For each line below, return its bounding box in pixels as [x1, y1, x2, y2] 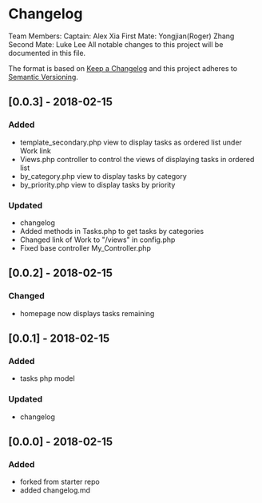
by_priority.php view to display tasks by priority [19, 180, 176, 189]
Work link [19, 145, 52, 156]
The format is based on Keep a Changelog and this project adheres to [8, 63, 238, 73]
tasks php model [19, 374, 75, 383]
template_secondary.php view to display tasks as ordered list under [19, 137, 242, 147]
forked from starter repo [19, 477, 100, 487]
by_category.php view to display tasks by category [19, 171, 188, 180]
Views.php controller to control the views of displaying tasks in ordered [19, 154, 255, 164]
